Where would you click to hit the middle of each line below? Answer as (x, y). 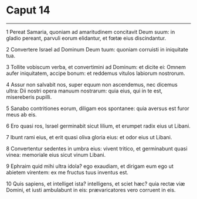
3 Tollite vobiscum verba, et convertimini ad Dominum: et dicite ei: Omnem (96, 67)
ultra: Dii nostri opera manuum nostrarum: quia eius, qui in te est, (84, 91)
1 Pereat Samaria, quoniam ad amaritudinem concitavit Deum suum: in (91, 32)
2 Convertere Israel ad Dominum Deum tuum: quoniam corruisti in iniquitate (97, 49)
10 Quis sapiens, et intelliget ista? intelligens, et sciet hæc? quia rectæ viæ (96, 183)
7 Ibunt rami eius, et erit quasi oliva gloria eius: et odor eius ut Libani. (89, 137)
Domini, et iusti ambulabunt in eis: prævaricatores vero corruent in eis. (91, 190)
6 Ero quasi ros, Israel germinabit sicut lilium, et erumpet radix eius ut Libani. (98, 126)
